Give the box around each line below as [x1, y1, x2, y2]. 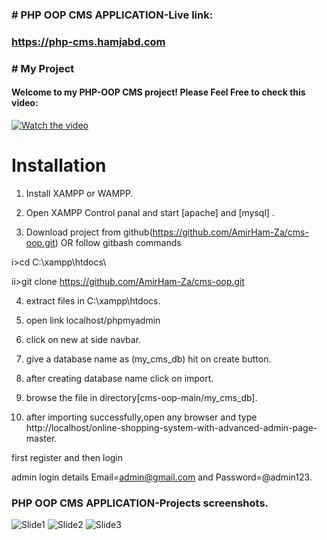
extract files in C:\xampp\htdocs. [25, 294, 161, 307]
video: [11, 97, 39, 109]
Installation [11, 154, 107, 177]
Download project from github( [25, 226, 153, 238]
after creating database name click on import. [25, 372, 214, 384]
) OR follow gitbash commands [54, 236, 182, 248]
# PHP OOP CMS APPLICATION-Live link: [11, 8, 214, 22]
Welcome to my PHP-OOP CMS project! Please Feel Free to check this [11, 86, 306, 98]
